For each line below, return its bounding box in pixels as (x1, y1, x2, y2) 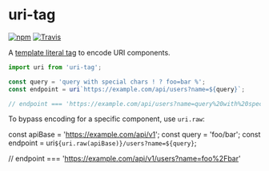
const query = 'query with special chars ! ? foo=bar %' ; (8, 78, 206, 86)
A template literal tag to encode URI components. (8, 47, 171, 57)
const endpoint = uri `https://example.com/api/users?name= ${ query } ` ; (8, 85, 246, 93)
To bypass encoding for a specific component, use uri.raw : (8, 114, 206, 124)
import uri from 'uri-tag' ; (8, 63, 102, 71)
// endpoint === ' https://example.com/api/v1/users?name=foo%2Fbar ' (8, 154, 242, 164)
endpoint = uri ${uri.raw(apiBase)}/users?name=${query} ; (8, 138, 197, 148)
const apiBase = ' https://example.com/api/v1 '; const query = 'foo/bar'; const (8, 130, 261, 140)
